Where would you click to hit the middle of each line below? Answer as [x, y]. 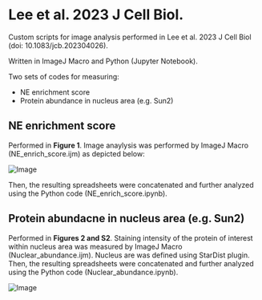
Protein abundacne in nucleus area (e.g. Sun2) [127, 219]
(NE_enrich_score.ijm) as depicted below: [77, 153]
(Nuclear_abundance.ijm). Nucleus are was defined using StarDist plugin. [129, 255]
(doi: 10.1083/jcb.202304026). [58, 45]
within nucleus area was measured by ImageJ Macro [95, 246]
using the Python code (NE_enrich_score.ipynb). [88, 193]
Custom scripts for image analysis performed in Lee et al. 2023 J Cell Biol [130, 37]
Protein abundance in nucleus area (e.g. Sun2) [97, 100]
